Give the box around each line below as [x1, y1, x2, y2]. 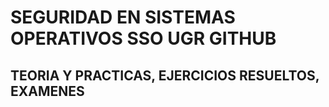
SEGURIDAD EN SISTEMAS [10, 6, 236, 29]
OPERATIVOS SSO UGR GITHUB [10, 27, 277, 50]
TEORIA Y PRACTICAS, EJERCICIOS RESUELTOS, [10, 67, 320, 84]
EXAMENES [10, 82, 85, 100]
